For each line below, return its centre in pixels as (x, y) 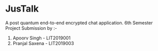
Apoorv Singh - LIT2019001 (41, 38)
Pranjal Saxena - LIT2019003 (43, 43)
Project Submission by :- (31, 28)
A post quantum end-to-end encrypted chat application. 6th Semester (79, 23)
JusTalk (22, 9)
